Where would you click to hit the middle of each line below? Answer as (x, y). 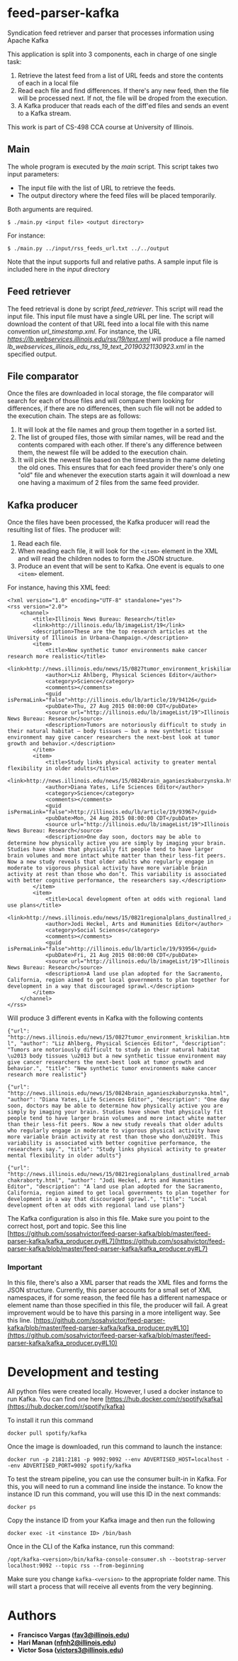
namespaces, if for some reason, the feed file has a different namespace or (117, 1298)
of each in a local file (48, 82)
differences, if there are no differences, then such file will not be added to (115, 408)
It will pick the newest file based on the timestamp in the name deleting (121, 460)
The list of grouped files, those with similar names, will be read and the (121, 437)
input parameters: (33, 174)
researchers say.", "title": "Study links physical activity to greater (117, 1150)
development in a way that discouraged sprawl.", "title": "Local (107, 1200)
